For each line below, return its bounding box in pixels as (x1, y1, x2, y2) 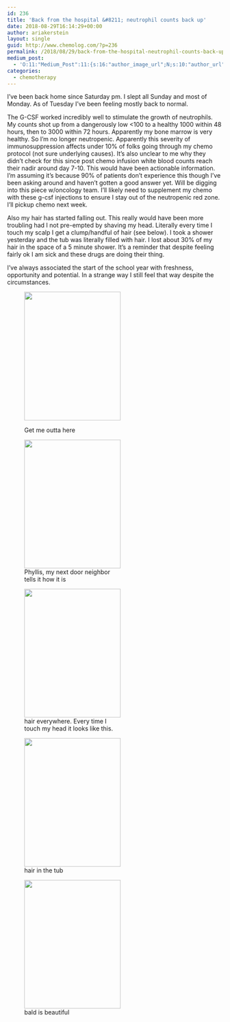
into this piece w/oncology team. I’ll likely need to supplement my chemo (7, 186, 212, 194)
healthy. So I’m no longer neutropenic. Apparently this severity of (7, 135, 191, 143)
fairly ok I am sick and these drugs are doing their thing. (7, 250, 165, 259)
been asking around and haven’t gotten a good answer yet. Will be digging (7, 179, 217, 187)
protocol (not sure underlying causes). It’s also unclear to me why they (7, 150, 207, 158)
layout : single (7, 36, 51, 43)
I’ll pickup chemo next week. (7, 200, 88, 209)
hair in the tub (24, 866, 64, 875)
